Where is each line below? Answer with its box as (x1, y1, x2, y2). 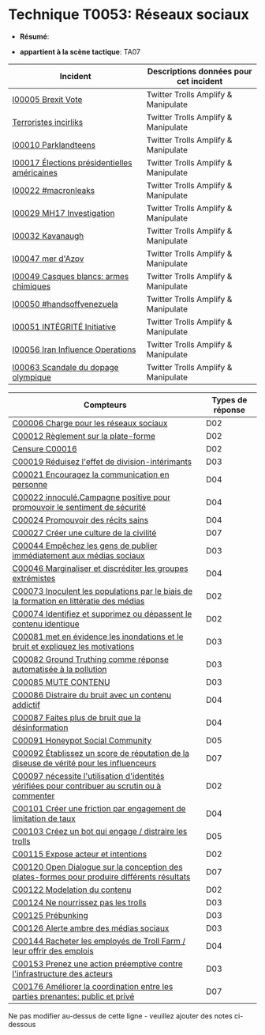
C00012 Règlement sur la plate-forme (12, 430, 156, 441)
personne (12, 478, 48, 489)
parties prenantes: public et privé (12, 991, 135, 1002)
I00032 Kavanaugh (12, 230, 84, 241)
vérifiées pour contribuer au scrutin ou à (12, 780, 162, 791)
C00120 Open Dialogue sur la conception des (12, 861, 183, 872)
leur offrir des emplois (12, 945, 94, 956)
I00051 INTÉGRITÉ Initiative (12, 321, 117, 332)
